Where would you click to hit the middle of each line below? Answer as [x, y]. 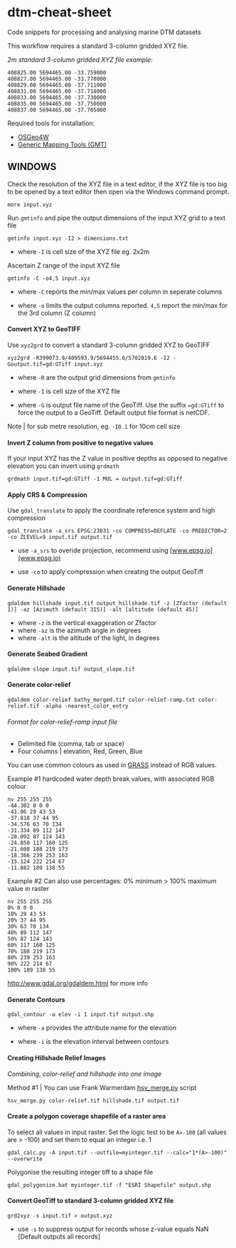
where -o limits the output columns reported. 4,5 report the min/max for [123, 305]
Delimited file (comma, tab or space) [71, 744]
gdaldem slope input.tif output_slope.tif [71, 669]
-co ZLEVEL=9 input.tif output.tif [60, 538]
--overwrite [25, 1159]
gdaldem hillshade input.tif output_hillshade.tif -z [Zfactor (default [117, 603]
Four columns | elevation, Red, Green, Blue [80, 752]
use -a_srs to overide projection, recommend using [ [95, 550]
